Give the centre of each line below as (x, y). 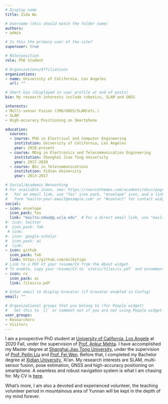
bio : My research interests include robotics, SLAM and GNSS (70, 97)
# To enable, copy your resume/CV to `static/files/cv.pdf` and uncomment (85, 269)
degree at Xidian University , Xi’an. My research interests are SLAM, (74, 360)
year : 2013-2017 (31, 176)
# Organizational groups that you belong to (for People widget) (74, 306)
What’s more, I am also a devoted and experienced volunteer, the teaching (82, 386)
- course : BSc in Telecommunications (49, 167)
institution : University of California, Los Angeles (70, 144)
